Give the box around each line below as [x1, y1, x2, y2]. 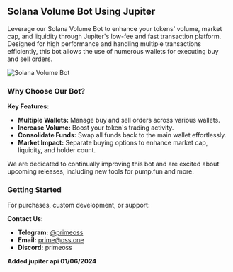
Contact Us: [7, 215, 44, 223]
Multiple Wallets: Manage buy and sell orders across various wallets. [17, 116, 221, 125]
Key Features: [7, 102, 50, 110]
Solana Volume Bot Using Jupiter [7, 6, 156, 18]
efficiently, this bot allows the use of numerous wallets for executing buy [7, 47, 219, 55]
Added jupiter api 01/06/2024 [7, 257, 97, 266]
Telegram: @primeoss [17, 228, 84, 237]
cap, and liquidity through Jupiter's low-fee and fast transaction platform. [7, 32, 222, 40]
